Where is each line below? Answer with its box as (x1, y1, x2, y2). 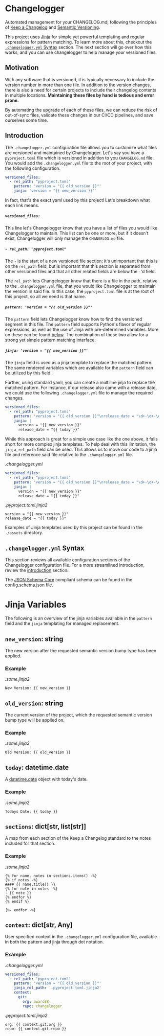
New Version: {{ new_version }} (5, 686, 71, 691)
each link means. (5, 203, 40, 208)
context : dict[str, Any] (5, 921, 73, 929)
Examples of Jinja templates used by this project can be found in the (5, 525, 143, 530)
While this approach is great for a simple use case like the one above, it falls (5, 436, 158, 442)
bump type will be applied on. (5, 717, 65, 723)
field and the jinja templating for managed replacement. (5, 621, 120, 626)
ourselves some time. (5, 117, 48, 123)
